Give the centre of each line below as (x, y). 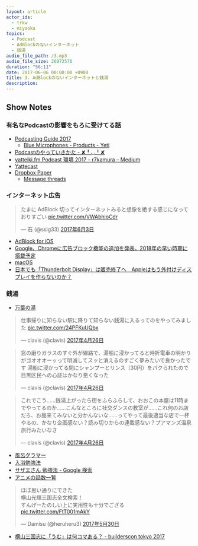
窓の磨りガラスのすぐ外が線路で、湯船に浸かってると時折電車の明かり (106, 353)
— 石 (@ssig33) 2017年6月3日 (57, 229)
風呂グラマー (30, 455)
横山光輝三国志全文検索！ (52, 498)
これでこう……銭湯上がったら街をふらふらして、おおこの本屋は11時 (102, 401)
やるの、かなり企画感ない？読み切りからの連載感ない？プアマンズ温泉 (106, 423)
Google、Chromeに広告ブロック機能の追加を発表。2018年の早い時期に (101, 248)
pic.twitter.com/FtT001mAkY (55, 512)
